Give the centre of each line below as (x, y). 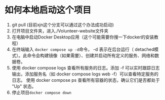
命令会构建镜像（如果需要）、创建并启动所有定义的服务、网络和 (91, 55)
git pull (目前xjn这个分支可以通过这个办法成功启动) (63, 25)
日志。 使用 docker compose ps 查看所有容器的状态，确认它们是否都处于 (86, 80)
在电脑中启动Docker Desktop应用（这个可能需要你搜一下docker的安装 (83, 37)
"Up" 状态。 (24, 86)
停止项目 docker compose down (41, 92)
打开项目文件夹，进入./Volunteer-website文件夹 (60, 31)
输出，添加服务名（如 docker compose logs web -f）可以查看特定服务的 (85, 74)
